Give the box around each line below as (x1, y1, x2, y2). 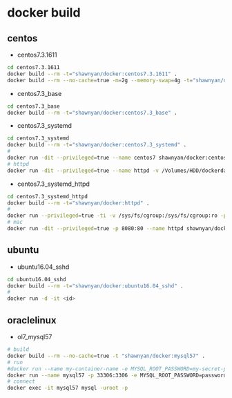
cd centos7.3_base (7, 102, 60, 110)
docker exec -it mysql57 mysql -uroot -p (7, 385, 128, 392)
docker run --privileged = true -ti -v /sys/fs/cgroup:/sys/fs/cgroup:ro (7, 212, 217, 219)
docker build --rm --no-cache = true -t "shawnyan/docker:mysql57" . (7, 352, 206, 359)
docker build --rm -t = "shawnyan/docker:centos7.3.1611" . (7, 70, 177, 77)
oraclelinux (7, 314, 57, 326)
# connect (7, 378, 36, 385)
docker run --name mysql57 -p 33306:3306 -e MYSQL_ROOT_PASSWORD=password (7, 372, 227, 379)
